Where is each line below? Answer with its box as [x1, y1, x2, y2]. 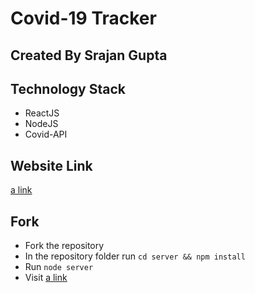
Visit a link [24, 272, 68, 284]
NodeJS [24, 118, 59, 130]
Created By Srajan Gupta [10, 47, 168, 64]
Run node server [24, 261, 94, 273]
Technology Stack [10, 80, 126, 97]
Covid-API [24, 128, 68, 141]
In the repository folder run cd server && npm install [24, 250, 246, 262]
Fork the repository [24, 240, 105, 252]
